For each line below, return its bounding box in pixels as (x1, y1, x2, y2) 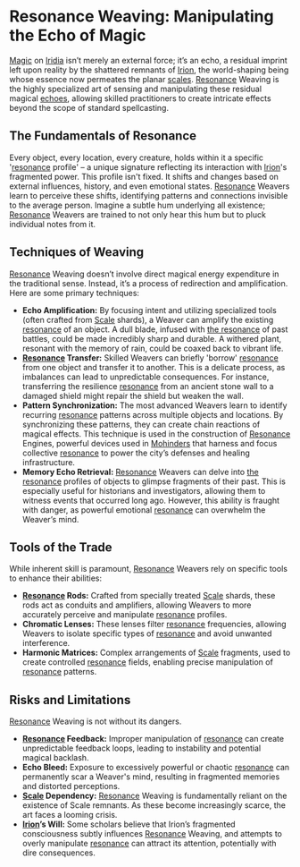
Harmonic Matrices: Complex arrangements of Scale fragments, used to (21, 647, 291, 659)
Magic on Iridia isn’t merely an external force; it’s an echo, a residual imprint (9, 55, 287, 65)
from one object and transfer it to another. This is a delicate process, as (21, 361, 286, 372)
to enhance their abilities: (9, 573, 103, 583)
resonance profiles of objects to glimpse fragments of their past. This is (21, 476, 286, 487)
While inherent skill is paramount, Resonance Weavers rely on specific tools (9, 564, 288, 574)
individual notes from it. (9, 218, 96, 229)
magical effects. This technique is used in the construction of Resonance (21, 428, 291, 439)
